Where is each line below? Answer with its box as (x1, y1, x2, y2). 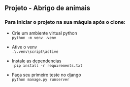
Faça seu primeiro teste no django (11, 72, 82, 78)
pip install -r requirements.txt (14, 63, 83, 68)
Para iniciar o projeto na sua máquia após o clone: (4, 19, 126, 26)
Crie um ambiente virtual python (11, 30, 77, 36)
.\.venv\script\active (11, 49, 59, 54)
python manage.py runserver (11, 77, 69, 82)
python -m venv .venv (11, 35, 56, 40)
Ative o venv (11, 44, 37, 50)
